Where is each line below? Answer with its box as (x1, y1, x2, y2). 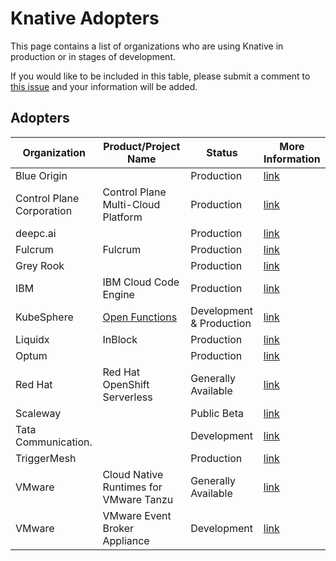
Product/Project (103, 139, 181, 153)
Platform (102, 210, 143, 224)
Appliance (102, 533, 150, 547)
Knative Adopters (10, 7, 160, 30)
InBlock (102, 332, 138, 346)
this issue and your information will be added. (10, 80, 198, 92)
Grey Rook (15, 258, 65, 272)
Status (206, 145, 238, 159)
